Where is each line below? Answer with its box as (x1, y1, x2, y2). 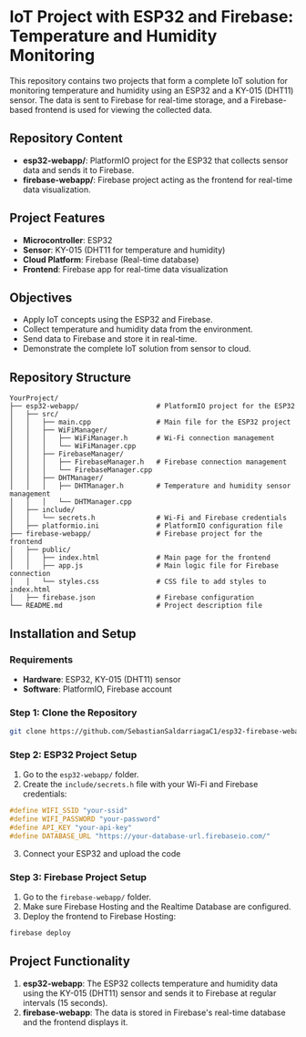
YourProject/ (9, 394, 59, 403)
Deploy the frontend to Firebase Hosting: (22, 911, 176, 922)
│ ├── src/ (9, 410, 59, 419)
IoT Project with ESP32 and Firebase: (9, 6, 294, 27)
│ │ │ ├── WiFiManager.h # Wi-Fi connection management (9, 434, 275, 443)
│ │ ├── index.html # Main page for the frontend (9, 553, 271, 562)
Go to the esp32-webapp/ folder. (22, 769, 139, 780)
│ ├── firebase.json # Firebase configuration (9, 593, 255, 602)
